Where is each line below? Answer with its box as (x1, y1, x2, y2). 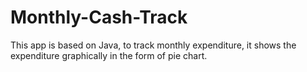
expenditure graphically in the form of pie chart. (10, 49, 208, 61)
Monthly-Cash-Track (10, 6, 188, 29)
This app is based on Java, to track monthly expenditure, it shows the (10, 39, 297, 51)
